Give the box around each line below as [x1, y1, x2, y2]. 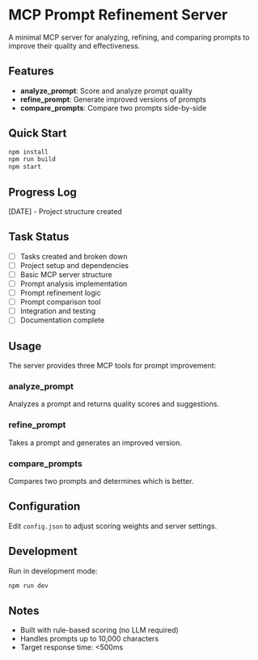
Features [8, 65, 54, 78]
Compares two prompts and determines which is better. [8, 477, 194, 486]
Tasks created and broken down [19, 251, 128, 261]
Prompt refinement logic [19, 288, 101, 298]
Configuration [8, 499, 81, 514]
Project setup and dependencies [19, 260, 129, 270]
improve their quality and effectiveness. [8, 40, 141, 50]
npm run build [8, 155, 57, 163]
